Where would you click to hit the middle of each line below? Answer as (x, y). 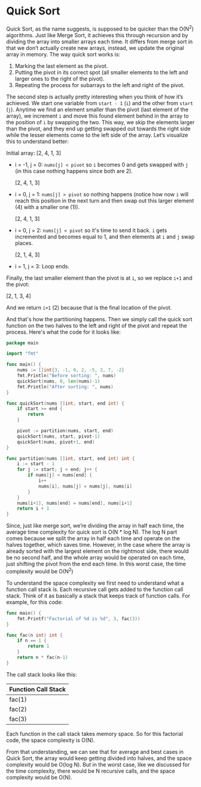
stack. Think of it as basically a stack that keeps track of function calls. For (98, 596)
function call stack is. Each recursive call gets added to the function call (95, 589)
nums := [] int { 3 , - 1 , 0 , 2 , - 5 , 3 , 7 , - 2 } (71, 370)
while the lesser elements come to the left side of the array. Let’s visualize (97, 135)
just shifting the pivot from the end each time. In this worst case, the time (96, 564)
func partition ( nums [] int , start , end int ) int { (71, 458)
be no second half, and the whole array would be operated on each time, (96, 558)
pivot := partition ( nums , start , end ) (65, 431)
